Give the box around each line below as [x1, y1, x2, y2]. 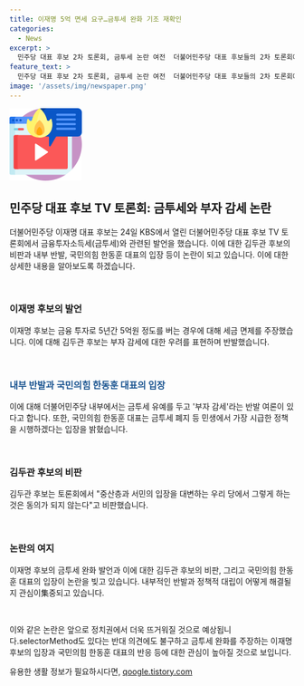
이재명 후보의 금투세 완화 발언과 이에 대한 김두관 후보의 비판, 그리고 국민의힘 [9, 565, 278, 575]
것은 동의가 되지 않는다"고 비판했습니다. [9, 499, 149, 511]
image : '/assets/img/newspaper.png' [9, 82, 147, 91]
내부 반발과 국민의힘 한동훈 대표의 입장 [9, 379, 166, 391]
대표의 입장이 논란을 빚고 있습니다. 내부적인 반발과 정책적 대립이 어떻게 [18, 575, 268, 586]
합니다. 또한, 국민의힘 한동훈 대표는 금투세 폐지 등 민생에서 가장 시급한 [25, 412, 272, 423]
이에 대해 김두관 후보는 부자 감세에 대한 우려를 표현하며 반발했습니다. [28, 336, 270, 347]
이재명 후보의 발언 [9, 303, 83, 315]
